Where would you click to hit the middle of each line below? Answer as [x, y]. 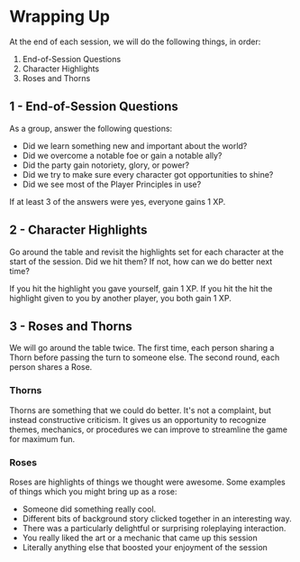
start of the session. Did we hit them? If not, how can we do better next [141, 261]
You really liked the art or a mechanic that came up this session [140, 538]
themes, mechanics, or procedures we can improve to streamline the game [149, 429]
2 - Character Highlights [78, 230]
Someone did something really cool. [89, 509]
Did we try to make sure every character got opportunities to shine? [148, 174]
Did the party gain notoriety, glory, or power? [106, 165]
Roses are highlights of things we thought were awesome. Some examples [147, 482]
